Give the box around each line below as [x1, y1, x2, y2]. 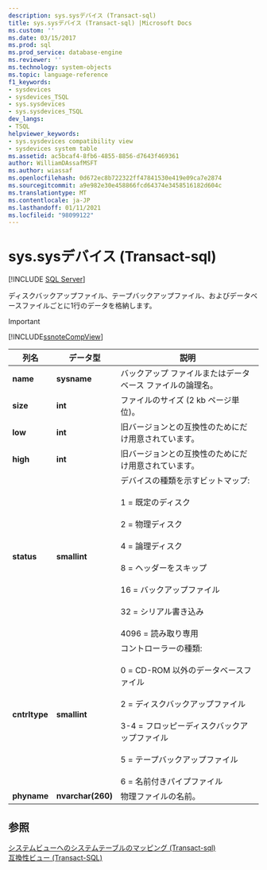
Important [8, 317, 41, 327]
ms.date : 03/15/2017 [8, 33, 77, 42]
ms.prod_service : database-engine [8, 48, 123, 56]
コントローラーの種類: [120, 643, 203, 654]
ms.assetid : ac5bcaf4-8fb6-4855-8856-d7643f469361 [8, 152, 180, 160]
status [12, 551, 37, 563]
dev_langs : [8, 115, 44, 123]
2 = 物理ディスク [120, 519, 183, 530]
